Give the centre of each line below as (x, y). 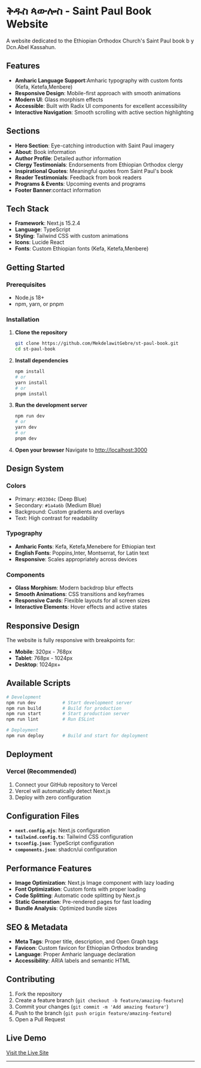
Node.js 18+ (30, 298)
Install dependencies (42, 361)
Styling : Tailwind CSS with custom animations (71, 236)
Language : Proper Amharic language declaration (75, 954)
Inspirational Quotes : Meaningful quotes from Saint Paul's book (94, 171)
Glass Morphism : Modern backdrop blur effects (74, 588)
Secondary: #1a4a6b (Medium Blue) (58, 505)
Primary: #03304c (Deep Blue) (51, 499)
